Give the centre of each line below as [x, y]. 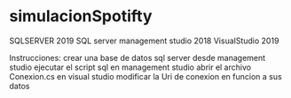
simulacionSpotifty [81, 16]
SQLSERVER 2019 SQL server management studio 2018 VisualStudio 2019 [144, 41]
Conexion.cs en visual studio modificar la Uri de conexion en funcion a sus [145, 76]
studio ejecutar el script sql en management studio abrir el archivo [130, 67]
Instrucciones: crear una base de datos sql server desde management [138, 57]
